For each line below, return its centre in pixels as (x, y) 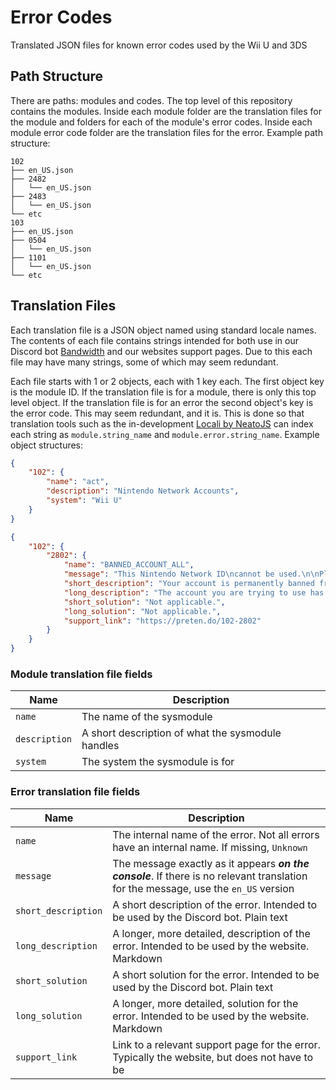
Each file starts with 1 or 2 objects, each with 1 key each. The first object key (167, 381)
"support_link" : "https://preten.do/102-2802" (162, 621)
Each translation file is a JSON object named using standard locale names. (163, 330)
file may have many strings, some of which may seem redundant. (144, 362)
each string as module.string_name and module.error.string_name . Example (165, 434)
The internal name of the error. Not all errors (216, 834)
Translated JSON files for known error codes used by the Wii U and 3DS (159, 45)
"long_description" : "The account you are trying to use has (194, 592)
